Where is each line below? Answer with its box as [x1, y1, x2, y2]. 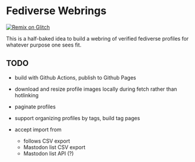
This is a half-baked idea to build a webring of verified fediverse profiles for [6, 35, 189, 42]
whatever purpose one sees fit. [6, 41, 82, 48]
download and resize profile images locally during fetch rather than [14, 85, 177, 92]
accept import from [14, 125, 62, 133]
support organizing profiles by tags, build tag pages [14, 114, 140, 121]
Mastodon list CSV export [23, 143, 86, 151]
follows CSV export [23, 137, 70, 144]
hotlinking [14, 91, 39, 98]
